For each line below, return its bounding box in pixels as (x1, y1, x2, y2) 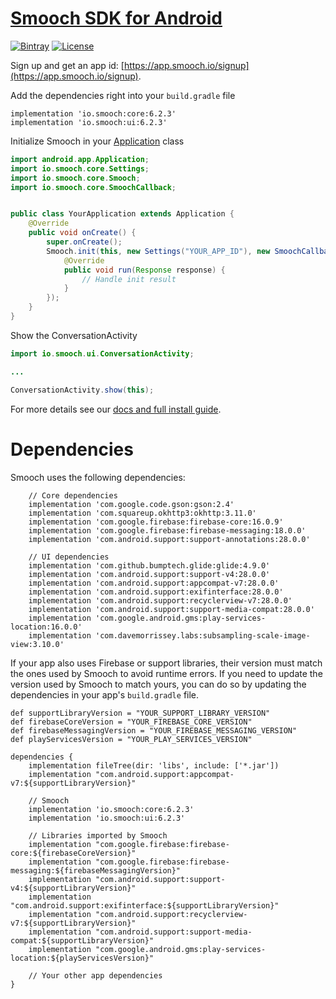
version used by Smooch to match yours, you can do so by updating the (10, 678, 307, 690)
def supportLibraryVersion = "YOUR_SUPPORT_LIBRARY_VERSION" (10, 708, 271, 718)
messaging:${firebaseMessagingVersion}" (10, 865, 182, 876)
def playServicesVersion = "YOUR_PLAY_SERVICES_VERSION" (10, 734, 253, 744)
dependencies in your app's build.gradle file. (10, 688, 200, 701)
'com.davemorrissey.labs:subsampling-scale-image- (95, 630, 311, 641)
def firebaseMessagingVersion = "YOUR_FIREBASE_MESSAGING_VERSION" (10, 725, 298, 736)
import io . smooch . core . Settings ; (10, 163, 150, 174)
